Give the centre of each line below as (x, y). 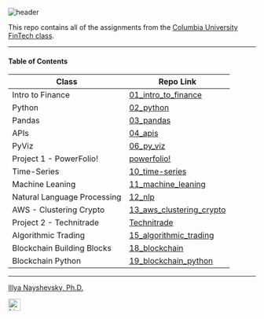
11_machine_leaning (167, 185)
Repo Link (177, 82)
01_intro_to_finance (166, 95)
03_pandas (150, 120)
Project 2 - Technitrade (56, 222)
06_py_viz (147, 146)
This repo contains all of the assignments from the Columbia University (123, 27)
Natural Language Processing (67, 197)
